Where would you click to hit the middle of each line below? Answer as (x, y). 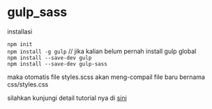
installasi (20, 31)
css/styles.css (28, 84)
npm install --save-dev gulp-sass (58, 64)
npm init (20, 44)
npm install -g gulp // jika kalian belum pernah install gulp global (102, 51)
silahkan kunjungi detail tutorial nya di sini (67, 98)
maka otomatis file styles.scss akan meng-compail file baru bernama (106, 77)
